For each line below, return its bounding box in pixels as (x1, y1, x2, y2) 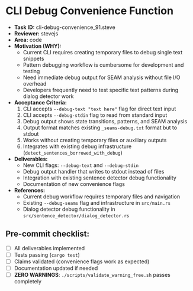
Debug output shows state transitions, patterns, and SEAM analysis (22, 117, 188, 125)
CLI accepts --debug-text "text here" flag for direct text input (22, 105, 176, 112)
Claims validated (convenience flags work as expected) (14, 258, 150, 265)
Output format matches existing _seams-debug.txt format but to (22, 124, 178, 131)
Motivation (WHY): (14, 42, 62, 50)
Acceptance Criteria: (14, 99, 67, 106)
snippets (22, 55, 44, 62)
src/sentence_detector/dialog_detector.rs (22, 212, 130, 219)
